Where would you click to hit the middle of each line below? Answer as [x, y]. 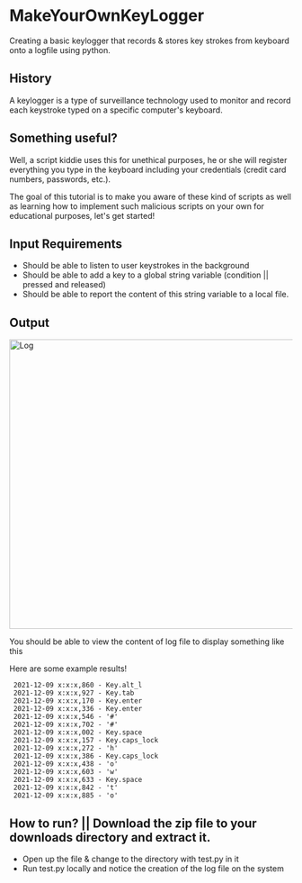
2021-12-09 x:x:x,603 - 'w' [66, 772]
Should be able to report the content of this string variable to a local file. [155, 295]
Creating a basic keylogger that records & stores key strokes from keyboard [150, 41]
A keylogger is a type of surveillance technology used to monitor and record [150, 100]
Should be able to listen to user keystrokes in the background [136, 266]
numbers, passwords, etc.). [60, 179]
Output [29, 322]
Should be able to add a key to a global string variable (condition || [146, 275]
